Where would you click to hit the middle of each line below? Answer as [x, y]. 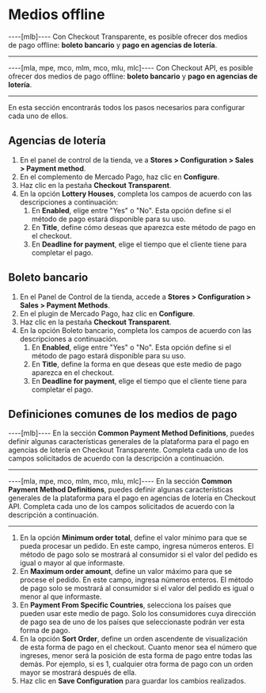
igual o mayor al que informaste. [72, 563]
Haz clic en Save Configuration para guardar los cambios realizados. [133, 681]
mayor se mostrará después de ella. [78, 672]
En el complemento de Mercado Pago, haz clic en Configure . [120, 177]
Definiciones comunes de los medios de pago [123, 414]
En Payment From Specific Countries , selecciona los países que [125, 605]
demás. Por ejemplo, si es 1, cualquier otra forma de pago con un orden [136, 664]
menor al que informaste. [61, 597]
